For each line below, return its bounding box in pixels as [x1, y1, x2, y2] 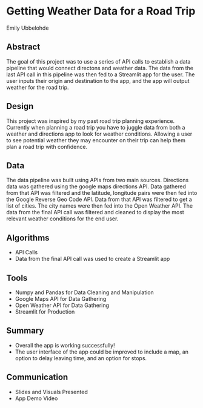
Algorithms [6, 232, 50, 243]
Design [6, 101, 34, 111]
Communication [6, 372, 68, 383]
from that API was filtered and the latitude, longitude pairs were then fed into [6, 189, 198, 197]
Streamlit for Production [15, 308, 75, 315]
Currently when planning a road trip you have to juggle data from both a [6, 123, 185, 131]
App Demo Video [15, 395, 58, 402]
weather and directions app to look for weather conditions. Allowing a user [6, 130, 193, 137]
